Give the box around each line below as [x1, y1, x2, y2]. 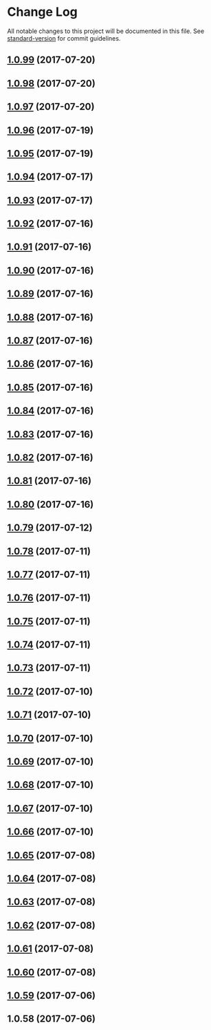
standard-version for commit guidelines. [7, 34, 121, 42]
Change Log [7, 4, 78, 20]
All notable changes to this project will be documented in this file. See [7, 27, 205, 35]
